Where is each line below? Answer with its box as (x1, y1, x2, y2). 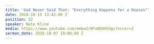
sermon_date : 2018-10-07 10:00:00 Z (5, 31, 83, 36)
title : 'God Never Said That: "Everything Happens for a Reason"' (5, 7, 150, 13)
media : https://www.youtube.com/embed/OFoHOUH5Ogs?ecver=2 (5, 26, 134, 31)
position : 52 (5, 17, 33, 22)
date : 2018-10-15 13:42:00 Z (5, 12, 68, 17)
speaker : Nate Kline (5, 21, 50, 27)
